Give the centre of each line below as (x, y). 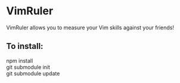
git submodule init (28, 67)
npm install (20, 60)
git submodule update (33, 73)
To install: (25, 46)
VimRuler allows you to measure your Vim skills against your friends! (90, 27)
